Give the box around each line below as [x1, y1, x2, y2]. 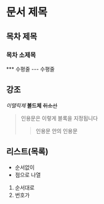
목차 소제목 [6, 50, 36, 59]
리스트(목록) [6, 146, 49, 157]
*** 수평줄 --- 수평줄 [6, 65, 55, 73]
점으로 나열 [14, 171, 41, 178]
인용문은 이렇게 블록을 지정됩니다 [20, 115, 98, 122]
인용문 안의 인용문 [35, 127, 78, 134]
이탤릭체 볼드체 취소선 [6, 101, 58, 109]
